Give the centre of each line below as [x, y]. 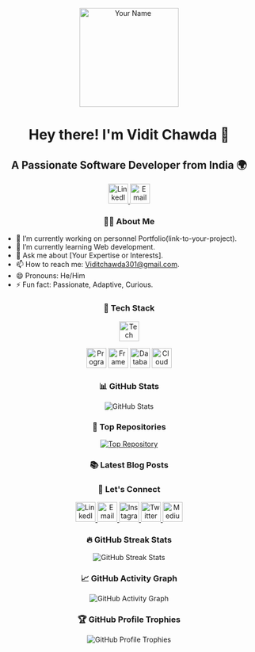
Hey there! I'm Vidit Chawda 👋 [129, 135]
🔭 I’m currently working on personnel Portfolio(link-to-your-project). [126, 238]
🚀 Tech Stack [129, 308]
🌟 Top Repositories [129, 426]
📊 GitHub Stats [129, 386]
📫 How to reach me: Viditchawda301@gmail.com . [97, 265]
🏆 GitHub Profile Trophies [129, 620]
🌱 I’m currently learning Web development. [86, 247]
